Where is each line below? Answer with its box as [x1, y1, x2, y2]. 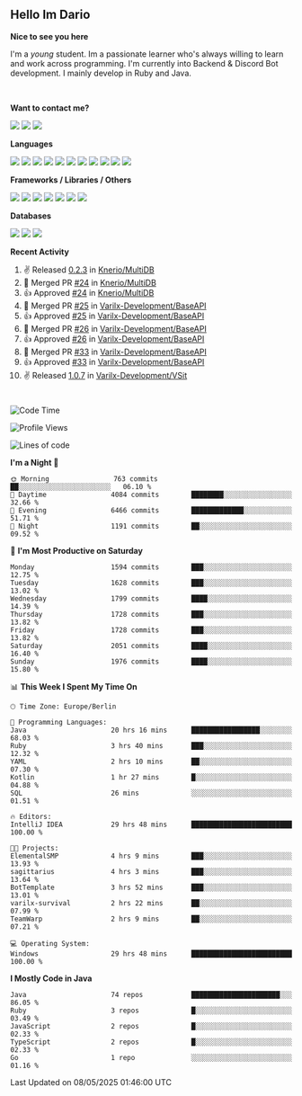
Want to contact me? [10, 102, 90, 113]
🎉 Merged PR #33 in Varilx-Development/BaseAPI [22, 346, 208, 357]
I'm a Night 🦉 [10, 458, 59, 468]
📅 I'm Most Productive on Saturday [10, 546, 143, 556]
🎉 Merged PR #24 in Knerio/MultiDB [22, 277, 156, 288]
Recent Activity [10, 246, 70, 257]
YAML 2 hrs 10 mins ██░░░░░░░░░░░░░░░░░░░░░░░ [10, 757, 293, 766]
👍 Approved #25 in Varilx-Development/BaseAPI [22, 310, 205, 321]
